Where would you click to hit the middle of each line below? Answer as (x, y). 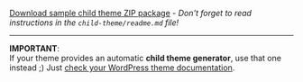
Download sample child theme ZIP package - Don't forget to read (131, 13)
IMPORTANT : (35, 48)
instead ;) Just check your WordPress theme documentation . (122, 68)
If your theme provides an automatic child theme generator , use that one (146, 58)
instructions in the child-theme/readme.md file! (94, 23)
